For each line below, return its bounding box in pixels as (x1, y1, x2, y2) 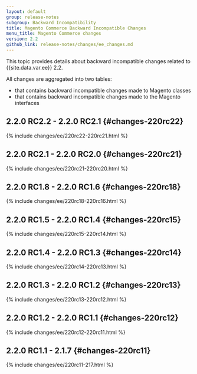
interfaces (14, 99, 40, 106)
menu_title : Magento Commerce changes (6, 31, 101, 37)
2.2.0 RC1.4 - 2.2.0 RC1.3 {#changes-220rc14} (6, 247, 182, 257)
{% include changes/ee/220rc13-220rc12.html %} (6, 296, 127, 303)
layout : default (6, 8, 46, 15)
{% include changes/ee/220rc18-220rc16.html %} (6, 198, 127, 205)
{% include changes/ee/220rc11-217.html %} (6, 361, 114, 369)
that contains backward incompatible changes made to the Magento (14, 93, 181, 100)
